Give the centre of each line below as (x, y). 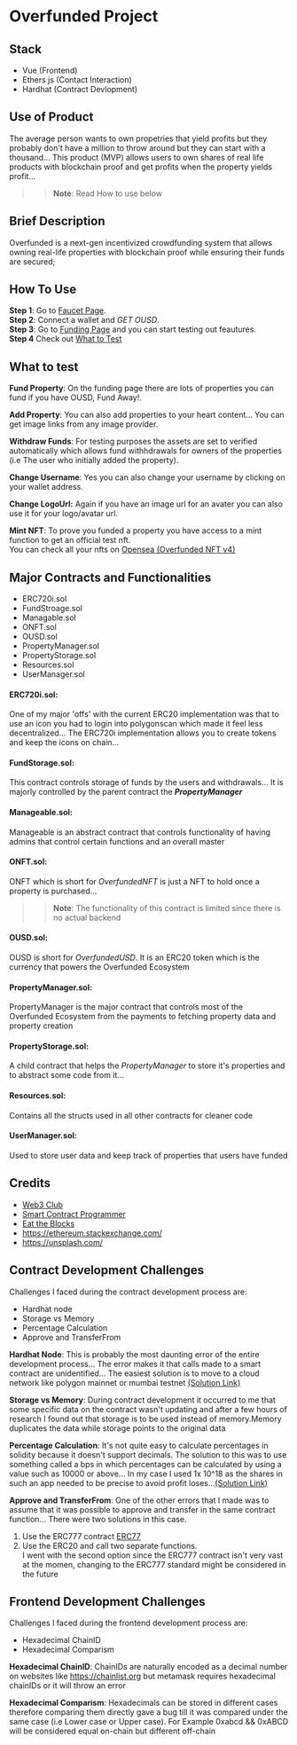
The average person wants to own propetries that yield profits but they (138, 138)
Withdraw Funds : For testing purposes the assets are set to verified (133, 442)
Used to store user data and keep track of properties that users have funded (148, 1155)
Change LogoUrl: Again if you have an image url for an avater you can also (146, 504)
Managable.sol (49, 617)
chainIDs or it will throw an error (67, 1686)
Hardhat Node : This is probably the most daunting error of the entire (134, 1354)
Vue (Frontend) (50, 70)
